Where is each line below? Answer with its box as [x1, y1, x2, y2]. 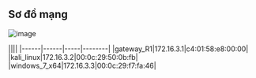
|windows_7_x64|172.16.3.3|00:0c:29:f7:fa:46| [8, 61, 156, 70]
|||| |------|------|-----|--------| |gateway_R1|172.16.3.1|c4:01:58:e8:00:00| [8, 44, 249, 54]
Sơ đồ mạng [8, 8, 69, 21]
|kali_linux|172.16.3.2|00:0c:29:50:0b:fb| [8, 52, 138, 61]
